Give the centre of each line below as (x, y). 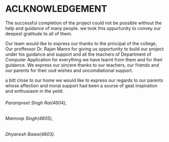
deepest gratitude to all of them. (39, 33)
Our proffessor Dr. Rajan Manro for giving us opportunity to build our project (85, 49)
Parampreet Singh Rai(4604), (36, 102)
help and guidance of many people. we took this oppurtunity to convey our (83, 28)
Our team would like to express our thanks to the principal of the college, (81, 43)
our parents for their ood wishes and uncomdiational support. (69, 70)
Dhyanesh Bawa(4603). (30, 134)
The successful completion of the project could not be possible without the (83, 23)
